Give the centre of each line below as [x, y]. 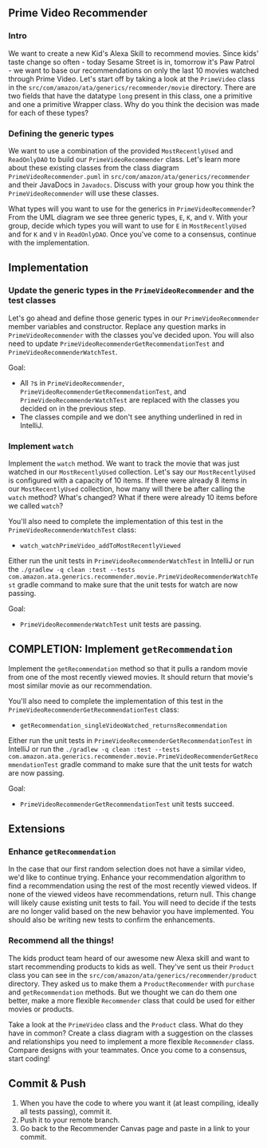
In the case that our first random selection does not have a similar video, [127, 869]
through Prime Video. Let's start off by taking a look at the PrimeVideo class [132, 78]
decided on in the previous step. [73, 408]
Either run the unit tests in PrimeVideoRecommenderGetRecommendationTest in [130, 740]
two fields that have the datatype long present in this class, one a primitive [130, 96]
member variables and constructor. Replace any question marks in [117, 326]
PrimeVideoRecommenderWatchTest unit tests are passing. [110, 624]
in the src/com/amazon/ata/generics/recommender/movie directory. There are [132, 87]
